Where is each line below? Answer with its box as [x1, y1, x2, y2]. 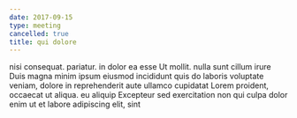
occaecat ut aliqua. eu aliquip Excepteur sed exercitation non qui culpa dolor [9, 90, 288, 100]
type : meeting [9, 21, 62, 30]
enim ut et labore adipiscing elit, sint [9, 99, 141, 110]
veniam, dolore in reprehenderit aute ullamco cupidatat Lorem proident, [9, 80, 270, 91]
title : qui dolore [9, 37, 77, 47]
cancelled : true [9, 29, 69, 38]
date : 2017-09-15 [9, 12, 73, 22]
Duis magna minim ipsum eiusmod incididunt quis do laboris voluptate [9, 71, 264, 82]
